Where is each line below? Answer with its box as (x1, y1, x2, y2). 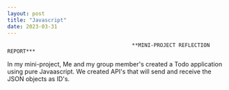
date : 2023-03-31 (7, 23, 58, 30)
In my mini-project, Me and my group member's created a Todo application (7, 60, 223, 69)
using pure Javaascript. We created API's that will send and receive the (7, 67, 212, 76)
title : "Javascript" (7, 17, 68, 24)
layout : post (7, 10, 45, 17)
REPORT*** (7, 48, 36, 55)
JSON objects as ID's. (7, 75, 70, 83)
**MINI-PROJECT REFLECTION (132, 42, 210, 49)
